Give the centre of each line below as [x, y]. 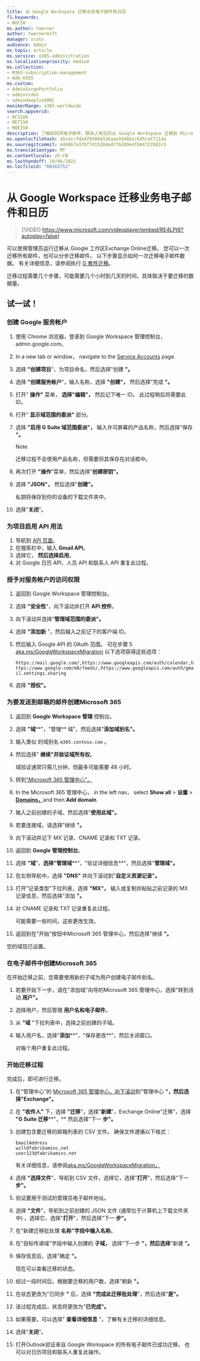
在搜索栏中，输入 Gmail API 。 [52, 548]
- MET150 [18, 123]
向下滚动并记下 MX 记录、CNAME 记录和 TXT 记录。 [80, 838]
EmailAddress [31, 1143]
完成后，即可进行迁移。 [35, 1079]
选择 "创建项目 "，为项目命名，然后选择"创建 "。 [74, 369]
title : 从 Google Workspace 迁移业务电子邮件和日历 [66, 12]
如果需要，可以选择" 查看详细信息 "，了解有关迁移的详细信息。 [92, 1319]
